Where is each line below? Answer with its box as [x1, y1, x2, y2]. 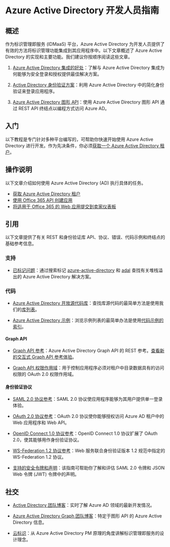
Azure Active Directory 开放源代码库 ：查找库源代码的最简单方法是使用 [12, 300, 159, 306]
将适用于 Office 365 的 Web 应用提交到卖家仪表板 [12, 203, 117, 210]
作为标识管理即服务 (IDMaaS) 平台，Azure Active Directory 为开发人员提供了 [5, 41, 165, 47]
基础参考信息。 [5, 241, 37, 247]
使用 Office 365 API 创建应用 [12, 197, 73, 203]
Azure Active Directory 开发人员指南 [5, 5, 159, 16]
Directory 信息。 [12, 519, 47, 526]
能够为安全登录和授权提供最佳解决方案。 [17, 71, 102, 77]
